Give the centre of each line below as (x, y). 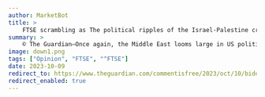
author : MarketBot (38, 15)
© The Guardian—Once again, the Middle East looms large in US (129, 45)
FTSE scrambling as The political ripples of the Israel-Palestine (135, 30)
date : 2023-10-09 (37, 66)
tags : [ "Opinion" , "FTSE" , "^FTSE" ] (68, 59)
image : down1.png (37, 52)
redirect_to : (30, 74)
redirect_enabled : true (47, 81)
